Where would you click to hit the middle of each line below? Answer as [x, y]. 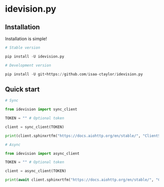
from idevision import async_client [42, 153]
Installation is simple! [26, 39]
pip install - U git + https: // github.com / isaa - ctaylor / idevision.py [74, 74]
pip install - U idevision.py [35, 56]
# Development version [28, 65]
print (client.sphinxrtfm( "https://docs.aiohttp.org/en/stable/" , [73, 136]
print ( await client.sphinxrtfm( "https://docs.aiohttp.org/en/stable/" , [79, 180]
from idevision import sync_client [41, 109]
